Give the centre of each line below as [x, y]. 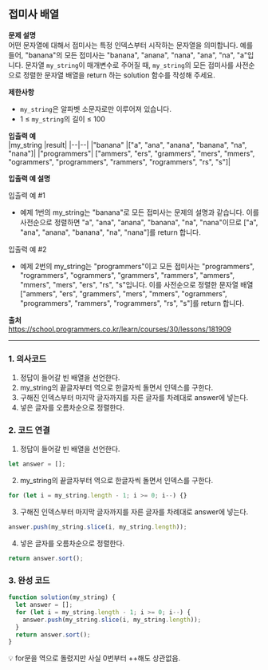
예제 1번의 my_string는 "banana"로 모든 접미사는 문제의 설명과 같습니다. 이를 [139, 212]
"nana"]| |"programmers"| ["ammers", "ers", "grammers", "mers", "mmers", [132, 153]
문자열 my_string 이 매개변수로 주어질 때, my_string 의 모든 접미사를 [129, 65]
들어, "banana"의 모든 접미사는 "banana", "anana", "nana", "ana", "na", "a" [128, 55]
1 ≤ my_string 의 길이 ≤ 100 [63, 119]
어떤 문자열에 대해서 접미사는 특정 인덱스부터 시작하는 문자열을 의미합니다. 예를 [131, 45]
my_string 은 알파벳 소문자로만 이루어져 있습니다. [95, 109]
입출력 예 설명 [29, 178]
